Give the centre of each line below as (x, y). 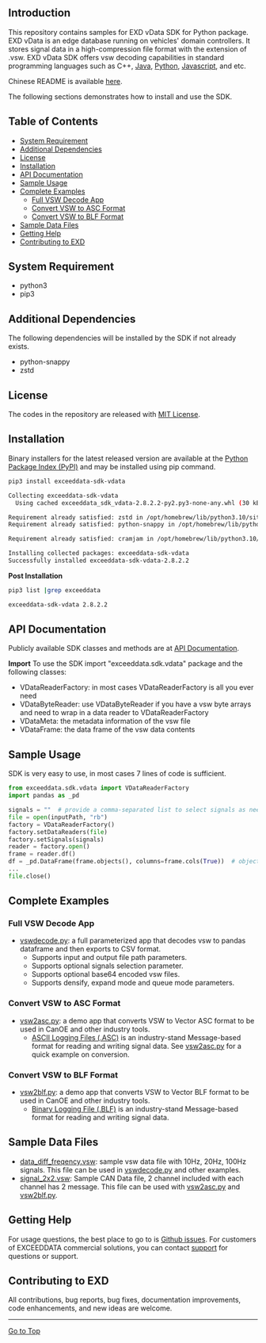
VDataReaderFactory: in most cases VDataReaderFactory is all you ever (137, 687)
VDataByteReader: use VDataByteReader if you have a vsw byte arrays (135, 704)
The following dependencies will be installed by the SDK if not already (122, 338)
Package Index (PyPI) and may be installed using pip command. (112, 466)
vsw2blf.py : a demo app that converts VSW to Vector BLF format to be (134, 1092)
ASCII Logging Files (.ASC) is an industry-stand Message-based (136, 1037)
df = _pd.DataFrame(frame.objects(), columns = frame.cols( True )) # (122, 862)
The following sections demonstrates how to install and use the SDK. (120, 96)
